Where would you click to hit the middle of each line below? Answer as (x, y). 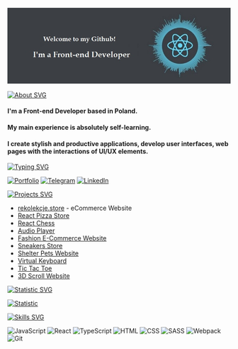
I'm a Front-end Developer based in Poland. (73, 111)
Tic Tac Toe (35, 268)
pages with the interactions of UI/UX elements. (78, 151)
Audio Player (36, 231)
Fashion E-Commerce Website (62, 238)
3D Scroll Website (44, 276)
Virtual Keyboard (42, 261)
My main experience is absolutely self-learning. (79, 127)
